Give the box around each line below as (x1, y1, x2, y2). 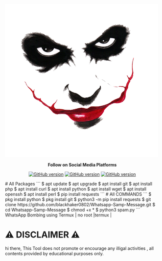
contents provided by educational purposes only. (5, 250, 104, 256)
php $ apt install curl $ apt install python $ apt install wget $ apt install (5, 186, 147, 192)
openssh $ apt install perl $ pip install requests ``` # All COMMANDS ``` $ (5, 191, 152, 197)
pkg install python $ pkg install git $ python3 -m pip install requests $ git (5, 196, 151, 202)
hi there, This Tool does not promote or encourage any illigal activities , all (5, 245, 154, 251)
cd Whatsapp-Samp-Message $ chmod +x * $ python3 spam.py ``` (5, 207, 140, 213)
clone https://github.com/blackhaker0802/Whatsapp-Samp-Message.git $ (5, 202, 156, 207)
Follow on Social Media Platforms (47, 162, 117, 167)
